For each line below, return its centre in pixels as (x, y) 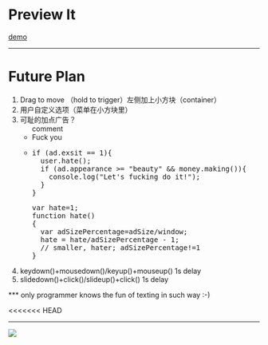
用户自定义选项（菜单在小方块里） (76, 109)
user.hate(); (66, 161)
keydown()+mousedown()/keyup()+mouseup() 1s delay (110, 271)
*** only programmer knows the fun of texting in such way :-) (109, 295)
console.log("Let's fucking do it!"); (125, 176)
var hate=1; (55, 208)
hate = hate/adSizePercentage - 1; (110, 240)
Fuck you (47, 137)
